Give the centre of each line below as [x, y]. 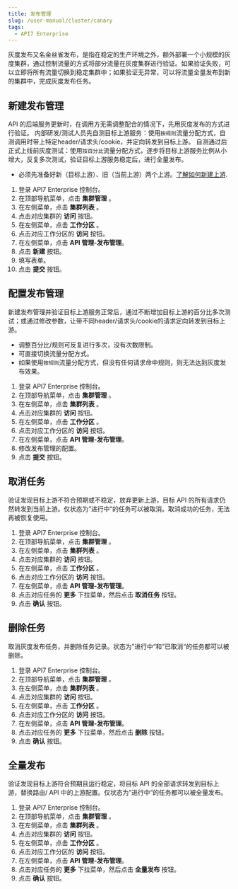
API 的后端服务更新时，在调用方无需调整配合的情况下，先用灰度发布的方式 [116, 124]
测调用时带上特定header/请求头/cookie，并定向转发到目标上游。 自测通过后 [118, 142]
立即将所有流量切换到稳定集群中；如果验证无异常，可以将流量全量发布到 [119, 72]
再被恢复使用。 [30, 517]
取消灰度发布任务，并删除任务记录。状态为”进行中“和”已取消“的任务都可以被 [119, 646]
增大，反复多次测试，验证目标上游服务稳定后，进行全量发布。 [98, 159]
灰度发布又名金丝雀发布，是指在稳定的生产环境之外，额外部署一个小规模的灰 [119, 55]
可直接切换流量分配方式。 [55, 353]
